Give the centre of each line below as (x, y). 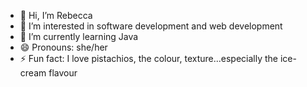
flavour (63, 73)
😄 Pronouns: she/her (63, 47)
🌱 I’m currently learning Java (79, 36)
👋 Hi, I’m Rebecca (56, 15)
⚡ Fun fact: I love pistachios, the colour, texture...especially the (149, 58)
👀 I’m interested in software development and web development (151, 26)
